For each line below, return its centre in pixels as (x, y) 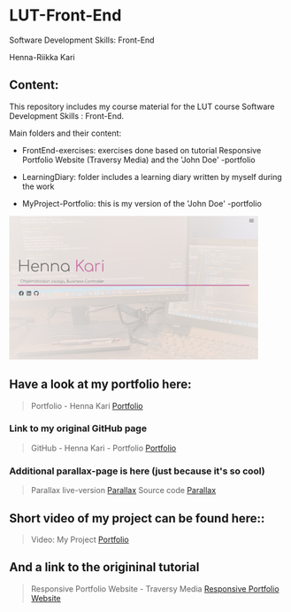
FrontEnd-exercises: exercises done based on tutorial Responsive (142, 150)
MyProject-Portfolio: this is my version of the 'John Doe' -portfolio (142, 203)
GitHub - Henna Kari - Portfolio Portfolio (103, 448)
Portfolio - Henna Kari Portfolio (87, 405)
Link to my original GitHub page (78, 428)
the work (38, 186)
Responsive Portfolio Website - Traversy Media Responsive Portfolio (155, 588)
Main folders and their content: (65, 133)
